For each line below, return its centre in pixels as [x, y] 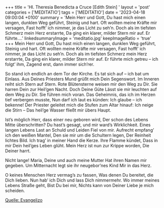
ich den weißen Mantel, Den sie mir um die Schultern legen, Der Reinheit [78, 135]
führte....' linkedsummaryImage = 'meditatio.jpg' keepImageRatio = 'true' [78, 38]
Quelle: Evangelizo [24, 200]
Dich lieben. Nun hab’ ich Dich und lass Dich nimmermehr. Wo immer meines [82, 180]
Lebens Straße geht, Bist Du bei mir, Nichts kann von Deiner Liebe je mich [80, 185]
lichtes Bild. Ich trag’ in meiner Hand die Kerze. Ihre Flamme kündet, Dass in [82, 140]
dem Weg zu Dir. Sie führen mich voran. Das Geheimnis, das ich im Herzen [80, 94]
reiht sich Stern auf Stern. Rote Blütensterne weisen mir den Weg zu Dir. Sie [81, 84]
